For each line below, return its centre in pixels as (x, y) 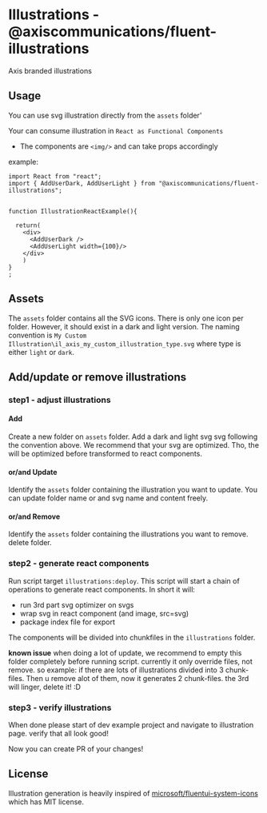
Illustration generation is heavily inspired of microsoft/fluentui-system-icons (133, 793)
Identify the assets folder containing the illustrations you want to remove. (129, 534)
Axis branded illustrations (50, 70)
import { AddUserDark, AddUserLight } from (82, 183)
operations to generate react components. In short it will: (102, 589)
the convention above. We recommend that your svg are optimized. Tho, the (134, 445)
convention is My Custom (48, 335)
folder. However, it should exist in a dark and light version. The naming (124, 326)
